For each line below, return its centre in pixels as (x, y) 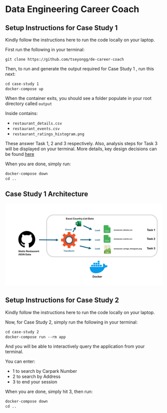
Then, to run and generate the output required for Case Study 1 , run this (79, 69)
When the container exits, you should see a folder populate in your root (78, 98)
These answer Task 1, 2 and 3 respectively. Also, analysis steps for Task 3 (81, 143)
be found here (20, 154)
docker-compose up (24, 89)
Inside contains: (21, 113)
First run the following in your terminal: (45, 49)
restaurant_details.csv (37, 124)
